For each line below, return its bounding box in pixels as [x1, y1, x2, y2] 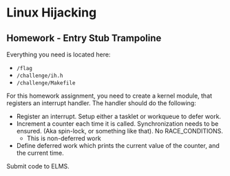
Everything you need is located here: [6, 50, 111, 58]
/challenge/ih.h [16, 72, 63, 79]
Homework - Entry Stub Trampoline [6, 32, 162, 44]
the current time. [16, 149, 64, 157]
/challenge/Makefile [16, 80, 76, 87]
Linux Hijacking [6, 5, 97, 21]
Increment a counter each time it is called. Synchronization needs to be [16, 120, 219, 128]
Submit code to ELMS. [6, 162, 70, 170]
